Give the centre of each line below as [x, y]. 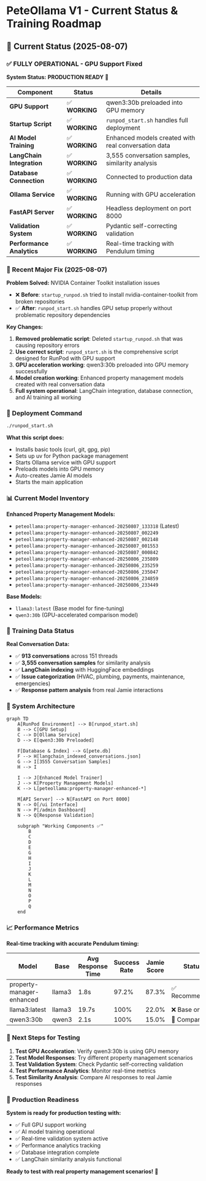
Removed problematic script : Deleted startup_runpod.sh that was [99, 339]
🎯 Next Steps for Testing [43, 1038]
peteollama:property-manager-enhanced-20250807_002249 [87, 533]
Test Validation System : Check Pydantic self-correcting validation [99, 1064]
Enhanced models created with [151, 137]
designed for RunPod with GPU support [65, 359]
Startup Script [31, 124]
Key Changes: [25, 327]
